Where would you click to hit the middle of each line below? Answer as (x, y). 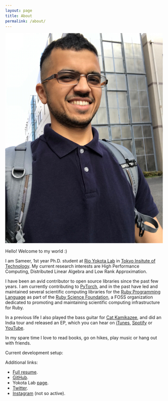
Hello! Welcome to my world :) (36, 251)
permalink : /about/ (25, 21)
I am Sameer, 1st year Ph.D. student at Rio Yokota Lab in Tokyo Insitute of (80, 260)
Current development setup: (34, 352)
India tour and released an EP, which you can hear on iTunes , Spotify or (79, 322)
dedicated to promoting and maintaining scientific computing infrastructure (82, 302)
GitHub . (20, 377)
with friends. (18, 343)
